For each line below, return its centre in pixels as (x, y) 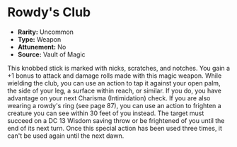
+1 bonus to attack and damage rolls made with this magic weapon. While (115, 76)
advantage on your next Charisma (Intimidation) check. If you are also (109, 98)
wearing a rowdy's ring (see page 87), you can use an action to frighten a (114, 105)
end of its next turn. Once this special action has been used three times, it (115, 128)
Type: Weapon (39, 39)
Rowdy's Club (49, 12)
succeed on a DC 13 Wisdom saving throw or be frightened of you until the (116, 120)
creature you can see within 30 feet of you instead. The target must (106, 113)
